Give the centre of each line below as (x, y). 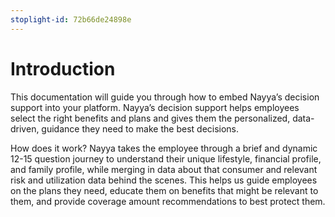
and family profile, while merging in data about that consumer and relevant (164, 169)
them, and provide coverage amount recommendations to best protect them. (168, 201)
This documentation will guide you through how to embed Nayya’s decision (165, 97)
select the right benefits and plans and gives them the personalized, (150, 118)
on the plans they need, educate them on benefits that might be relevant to (164, 190)
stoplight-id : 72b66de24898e (71, 19)
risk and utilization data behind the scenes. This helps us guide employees (164, 180)
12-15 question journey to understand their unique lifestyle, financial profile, (166, 158)
